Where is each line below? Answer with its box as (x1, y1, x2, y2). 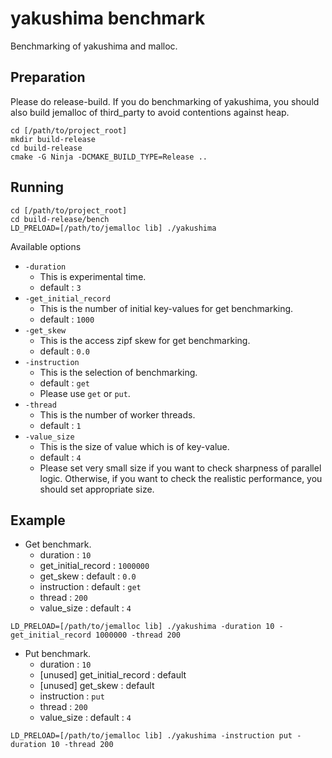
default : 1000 (39, 313, 95, 325)
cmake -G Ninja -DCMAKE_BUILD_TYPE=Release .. (10, 152, 208, 162)
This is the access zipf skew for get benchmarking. (39, 334, 251, 346)
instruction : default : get (39, 581, 142, 593)
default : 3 (39, 281, 82, 293)
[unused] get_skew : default (39, 680, 155, 692)
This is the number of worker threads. (39, 408, 196, 421)
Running (10, 179, 65, 196)
